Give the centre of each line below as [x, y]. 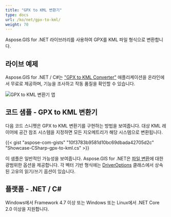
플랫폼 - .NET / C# [33, 189]
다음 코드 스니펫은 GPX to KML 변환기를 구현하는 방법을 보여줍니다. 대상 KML [83, 125]
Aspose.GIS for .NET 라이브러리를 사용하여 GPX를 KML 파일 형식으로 [75, 40]
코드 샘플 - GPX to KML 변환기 [51, 112]
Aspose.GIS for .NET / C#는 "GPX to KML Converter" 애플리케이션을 [76, 77]
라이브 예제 [22, 64]
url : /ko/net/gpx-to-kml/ [33, 20]
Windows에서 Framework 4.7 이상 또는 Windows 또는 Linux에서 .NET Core [82, 202]
